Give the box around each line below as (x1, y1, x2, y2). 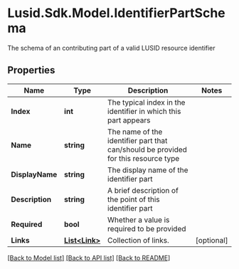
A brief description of (107, 185, 179, 195)
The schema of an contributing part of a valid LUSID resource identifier (7, 43, 216, 52)
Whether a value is (107, 215, 170, 225)
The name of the (107, 127, 163, 137)
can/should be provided (107, 144, 187, 154)
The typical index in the (107, 97, 186, 107)
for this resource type (107, 153, 180, 163)
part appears (107, 115, 151, 125)
